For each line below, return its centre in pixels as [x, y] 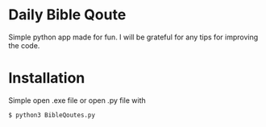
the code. [24, 45]
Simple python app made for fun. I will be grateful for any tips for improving [133, 37]
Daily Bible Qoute [67, 15]
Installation [47, 78]
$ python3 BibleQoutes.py [52, 115]
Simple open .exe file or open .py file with [77, 100]
